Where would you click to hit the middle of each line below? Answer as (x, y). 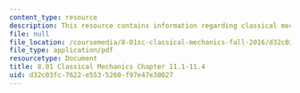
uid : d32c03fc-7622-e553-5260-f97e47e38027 (92, 75)
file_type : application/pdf (62, 50)
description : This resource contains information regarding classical (143, 26)
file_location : (37, 42)
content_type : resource (54, 17)
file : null (29, 34)
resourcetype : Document (54, 58)
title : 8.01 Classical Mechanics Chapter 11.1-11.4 (107, 67)
